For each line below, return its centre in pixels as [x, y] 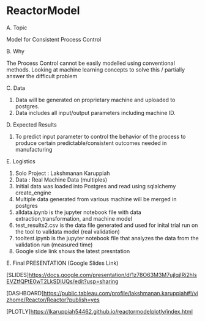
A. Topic [17, 28]
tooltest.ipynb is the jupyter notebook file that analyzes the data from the [107, 238]
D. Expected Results [32, 124]
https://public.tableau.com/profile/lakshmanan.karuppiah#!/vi [121, 293]
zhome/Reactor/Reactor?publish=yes [53, 300]
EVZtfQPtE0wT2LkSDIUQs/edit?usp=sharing [62, 281]
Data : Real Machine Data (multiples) [61, 179]
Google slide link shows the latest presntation [73, 251]
